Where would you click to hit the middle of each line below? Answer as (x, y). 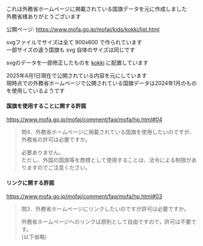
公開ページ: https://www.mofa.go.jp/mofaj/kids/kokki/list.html (83, 29)
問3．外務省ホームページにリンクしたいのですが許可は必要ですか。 (105, 209)
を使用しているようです (36, 91)
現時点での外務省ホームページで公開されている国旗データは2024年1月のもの (102, 83)
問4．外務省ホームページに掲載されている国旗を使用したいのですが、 (108, 132)
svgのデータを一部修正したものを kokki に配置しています (77, 63)
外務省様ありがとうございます (43, 16)
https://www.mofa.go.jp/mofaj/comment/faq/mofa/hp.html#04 (84, 119)
